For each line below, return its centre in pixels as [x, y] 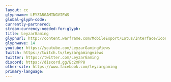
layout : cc [17, 10]
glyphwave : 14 [20, 43]
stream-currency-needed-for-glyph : [43, 29]
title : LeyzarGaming [27, 34]
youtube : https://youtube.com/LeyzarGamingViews [58, 48]
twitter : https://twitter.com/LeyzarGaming [52, 57]
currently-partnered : [28, 24]
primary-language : [25, 72]
